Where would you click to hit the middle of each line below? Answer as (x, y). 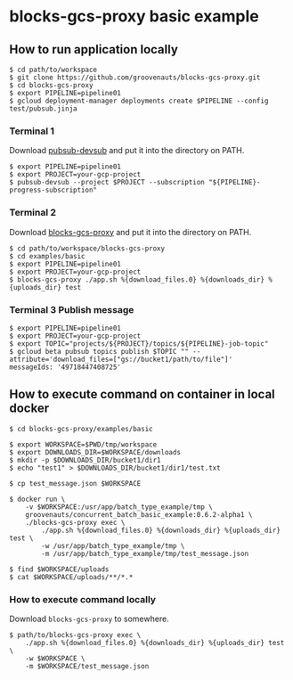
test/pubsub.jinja (43, 109)
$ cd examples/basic (48, 256)
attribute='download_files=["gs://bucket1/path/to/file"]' (121, 359)
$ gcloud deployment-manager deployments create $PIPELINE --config (139, 101)
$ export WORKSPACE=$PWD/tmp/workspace (83, 444)
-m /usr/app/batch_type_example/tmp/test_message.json (145, 553)
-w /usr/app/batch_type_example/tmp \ (113, 545)
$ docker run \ (37, 499)
